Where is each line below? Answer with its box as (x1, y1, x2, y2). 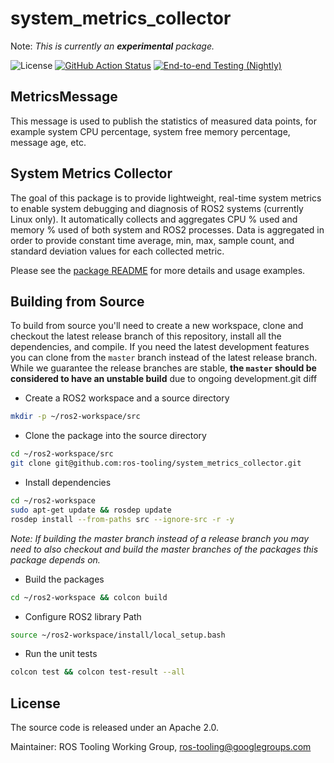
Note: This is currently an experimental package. (10, 40, 215, 52)
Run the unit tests (24, 648, 98, 660)
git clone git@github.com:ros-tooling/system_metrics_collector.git (10, 458, 302, 469)
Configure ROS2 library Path (24, 610, 142, 622)
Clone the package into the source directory (24, 430, 207, 442)
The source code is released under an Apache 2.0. (10, 722, 220, 734)
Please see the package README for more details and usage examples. (10, 264, 306, 276)
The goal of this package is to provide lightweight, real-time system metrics (10, 192, 322, 204)
